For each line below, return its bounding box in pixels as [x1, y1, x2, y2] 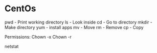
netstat [4, 43, 19, 49]
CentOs [4, 3, 36, 14]
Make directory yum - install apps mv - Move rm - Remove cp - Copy [4, 24, 144, 30]
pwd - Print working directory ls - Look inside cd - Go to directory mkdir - [4, 19, 153, 25]
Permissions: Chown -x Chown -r [4, 34, 72, 40]
